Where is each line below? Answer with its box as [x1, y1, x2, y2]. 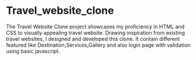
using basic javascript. [6, 47, 60, 54]
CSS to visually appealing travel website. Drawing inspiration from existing [6, 29, 185, 36]
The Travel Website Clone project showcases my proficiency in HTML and [6, 23, 185, 30]
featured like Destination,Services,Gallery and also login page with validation [6, 42, 191, 48]
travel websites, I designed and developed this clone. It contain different [6, 35, 180, 42]
